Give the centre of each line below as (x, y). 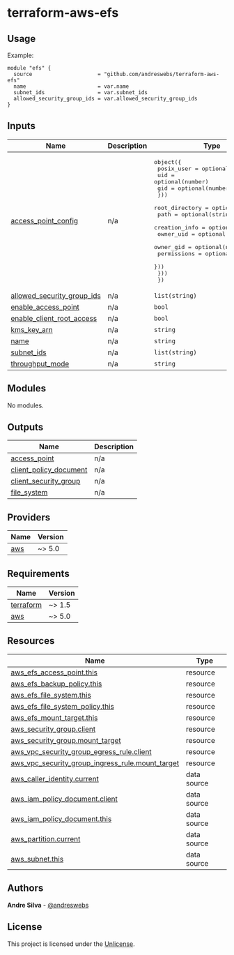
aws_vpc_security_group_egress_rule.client (81, 751)
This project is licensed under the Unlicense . (71, 944)
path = (167, 214)
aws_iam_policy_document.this (61, 819)
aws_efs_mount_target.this (54, 718)
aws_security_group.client (53, 729)
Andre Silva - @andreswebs (48, 905)
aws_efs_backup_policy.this (56, 684)
